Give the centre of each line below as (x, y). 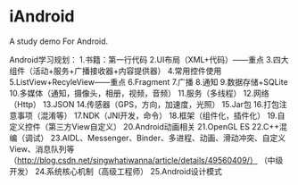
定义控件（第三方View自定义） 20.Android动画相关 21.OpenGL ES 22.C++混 (149, 126)
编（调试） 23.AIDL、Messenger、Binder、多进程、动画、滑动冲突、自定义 (148, 138)
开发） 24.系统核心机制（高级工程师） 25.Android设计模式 (116, 171)
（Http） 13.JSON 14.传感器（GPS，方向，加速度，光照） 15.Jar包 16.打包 (144, 104)
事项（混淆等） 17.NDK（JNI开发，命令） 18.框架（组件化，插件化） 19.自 (151, 115)
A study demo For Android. (59, 41)
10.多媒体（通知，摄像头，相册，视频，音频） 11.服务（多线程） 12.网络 (139, 93)
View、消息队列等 (42, 148)
